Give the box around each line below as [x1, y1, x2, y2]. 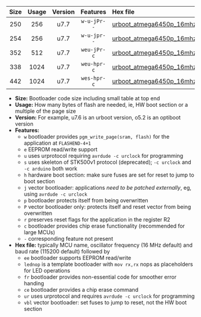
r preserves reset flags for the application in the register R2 [23, 216, 170, 223]
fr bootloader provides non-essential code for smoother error [23, 273, 176, 280]
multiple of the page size [14, 107, 77, 115]
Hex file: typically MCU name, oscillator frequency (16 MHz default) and [14, 241, 193, 249]
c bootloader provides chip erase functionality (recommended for [23, 222, 185, 229]
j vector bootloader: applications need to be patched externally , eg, [23, 184, 191, 191]
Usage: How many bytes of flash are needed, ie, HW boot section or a [14, 101, 188, 108]
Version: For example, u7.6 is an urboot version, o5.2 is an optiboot [14, 114, 181, 121]
